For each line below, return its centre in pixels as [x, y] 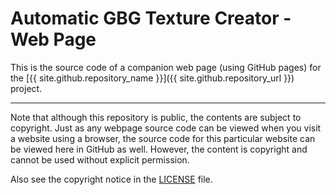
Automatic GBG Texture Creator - [151, 18]
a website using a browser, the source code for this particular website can [163, 138]
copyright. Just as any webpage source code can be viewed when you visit [166, 128]
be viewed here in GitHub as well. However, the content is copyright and [159, 149]
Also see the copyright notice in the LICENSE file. [111, 179]
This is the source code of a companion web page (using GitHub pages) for [166, 67]
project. [26, 88]
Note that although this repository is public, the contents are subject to [156, 117]
